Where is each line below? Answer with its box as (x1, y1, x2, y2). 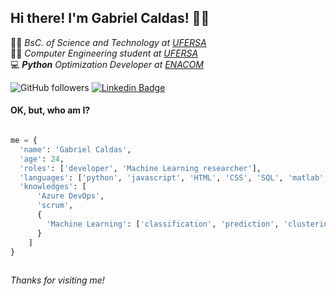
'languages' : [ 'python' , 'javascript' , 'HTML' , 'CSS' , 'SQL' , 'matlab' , (19, 172, 329, 183)
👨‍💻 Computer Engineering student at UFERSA (10, 47, 199, 59)
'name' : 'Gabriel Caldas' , (19, 144, 132, 155)
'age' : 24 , (19, 154, 65, 164)
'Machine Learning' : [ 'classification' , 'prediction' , (46, 219, 280, 229)
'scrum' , (36, 201, 74, 211)
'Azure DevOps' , (36, 191, 105, 201)
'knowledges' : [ (19, 182, 87, 192)
